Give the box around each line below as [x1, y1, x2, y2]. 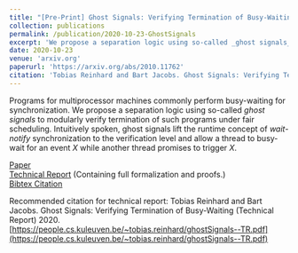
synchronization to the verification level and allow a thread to [32, 132, 255, 143]
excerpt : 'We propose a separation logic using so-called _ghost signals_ [9, 37, 292, 47]
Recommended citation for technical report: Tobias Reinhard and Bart [9, 195, 263, 206]
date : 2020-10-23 [9, 46, 74, 55]
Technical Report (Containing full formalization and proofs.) [9, 169, 226, 179]
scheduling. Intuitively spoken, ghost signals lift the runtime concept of [9, 123, 268, 134]
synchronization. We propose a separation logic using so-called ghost [9, 104, 265, 115]
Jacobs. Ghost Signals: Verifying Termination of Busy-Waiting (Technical [9, 205, 275, 216]
